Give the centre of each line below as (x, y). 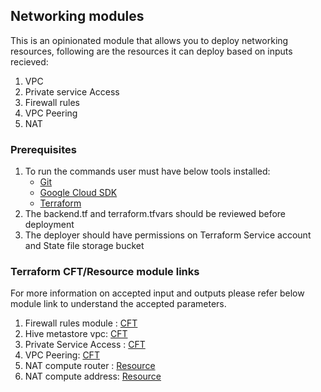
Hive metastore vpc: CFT (76, 334)
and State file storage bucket (84, 246)
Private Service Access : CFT (85, 345)
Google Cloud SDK (78, 193)
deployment (49, 225)
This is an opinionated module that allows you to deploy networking (149, 40)
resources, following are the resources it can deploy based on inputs (151, 51)
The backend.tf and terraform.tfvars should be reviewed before (155, 214)
